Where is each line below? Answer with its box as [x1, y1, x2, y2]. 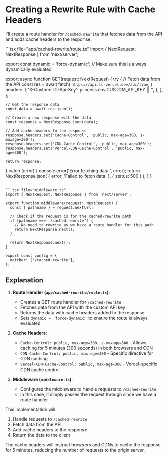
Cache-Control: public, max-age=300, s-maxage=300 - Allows [20, 339, 147, 345]
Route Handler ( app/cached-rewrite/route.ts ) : [12, 289, 110, 295]
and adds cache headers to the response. [5, 36, 92, 42]
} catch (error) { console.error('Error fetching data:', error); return [5, 167, 140, 174]
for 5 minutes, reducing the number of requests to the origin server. [5, 447, 145, 453]
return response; [5, 159, 42, 164]
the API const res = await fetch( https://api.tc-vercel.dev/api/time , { [5, 81, 153, 87]
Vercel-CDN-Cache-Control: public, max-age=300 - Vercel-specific [20, 361, 158, 367]
